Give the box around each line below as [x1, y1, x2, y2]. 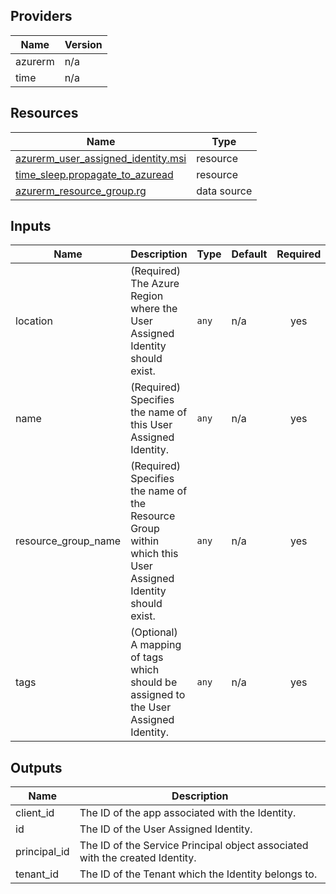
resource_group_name [15, 534, 122, 548]
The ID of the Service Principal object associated [79, 839, 309, 853]
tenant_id [15, 867, 60, 881]
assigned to [130, 688, 186, 702]
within [130, 534, 160, 548]
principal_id [15, 845, 70, 859]
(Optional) [130, 625, 178, 639]
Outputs [10, 759, 63, 776]
